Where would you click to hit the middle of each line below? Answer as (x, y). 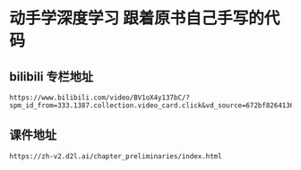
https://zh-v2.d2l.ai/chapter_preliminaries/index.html (116, 156)
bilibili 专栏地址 (52, 76)
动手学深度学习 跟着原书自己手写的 (137, 18)
